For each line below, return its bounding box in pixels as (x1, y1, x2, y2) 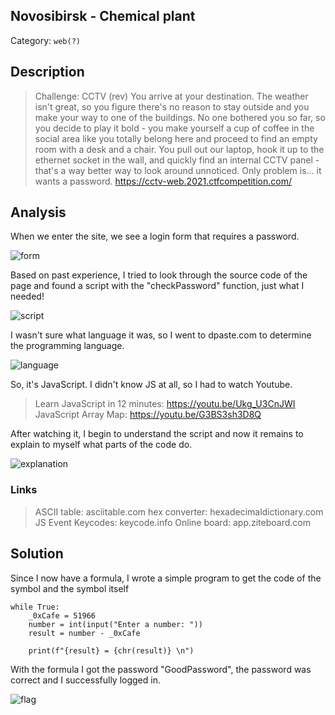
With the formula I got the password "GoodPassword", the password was (10, 663, 312, 675)
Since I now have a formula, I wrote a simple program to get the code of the (10, 572, 322, 584)
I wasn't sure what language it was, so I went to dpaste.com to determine (10, 329, 312, 341)
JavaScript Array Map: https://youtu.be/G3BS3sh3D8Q (34, 409, 262, 421)
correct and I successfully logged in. (10, 674, 161, 686)
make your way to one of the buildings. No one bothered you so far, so (34, 111, 326, 123)
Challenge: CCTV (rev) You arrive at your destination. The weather (34, 90, 309, 102)
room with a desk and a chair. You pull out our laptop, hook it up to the (34, 143, 325, 155)
